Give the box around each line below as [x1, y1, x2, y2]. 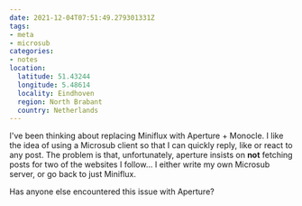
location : [9, 64, 47, 73]
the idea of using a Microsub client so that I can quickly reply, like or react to [9, 140, 293, 151]
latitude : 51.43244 [17, 72, 91, 81]
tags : [9, 22, 30, 31]
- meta [9, 30, 34, 39]
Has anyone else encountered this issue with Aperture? [9, 186, 215, 197]
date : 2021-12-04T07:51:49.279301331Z [9, 13, 155, 23]
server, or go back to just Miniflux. [9, 169, 137, 180]
